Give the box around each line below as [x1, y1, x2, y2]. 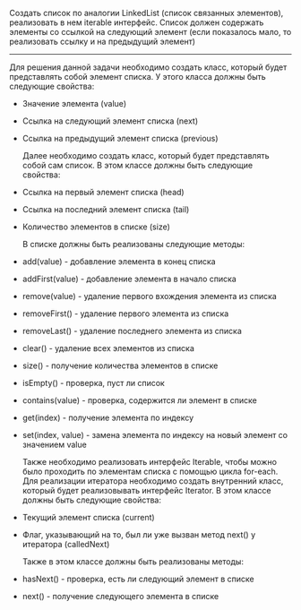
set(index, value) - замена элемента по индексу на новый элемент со [21, 430, 288, 440]
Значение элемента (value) [21, 99, 127, 108]
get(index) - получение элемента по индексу [21, 412, 194, 423]
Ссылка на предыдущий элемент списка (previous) [21, 133, 219, 143]
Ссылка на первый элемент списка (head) [21, 187, 185, 197]
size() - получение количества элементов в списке [21, 360, 219, 371]
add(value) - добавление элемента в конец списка [21, 256, 217, 267]
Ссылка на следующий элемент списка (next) [21, 116, 199, 126]
